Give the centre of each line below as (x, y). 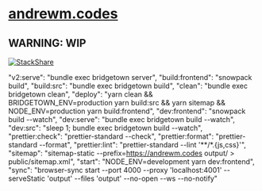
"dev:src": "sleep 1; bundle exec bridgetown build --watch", (106, 128)
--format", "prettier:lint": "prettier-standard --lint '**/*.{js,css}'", (143, 145)
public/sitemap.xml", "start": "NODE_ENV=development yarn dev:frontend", (132, 162)
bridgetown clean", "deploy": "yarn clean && (81, 94)
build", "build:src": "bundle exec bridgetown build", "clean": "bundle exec (128, 86)
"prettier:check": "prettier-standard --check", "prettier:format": (111, 136)
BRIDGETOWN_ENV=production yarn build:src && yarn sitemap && (117, 103)
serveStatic (27, 178)
